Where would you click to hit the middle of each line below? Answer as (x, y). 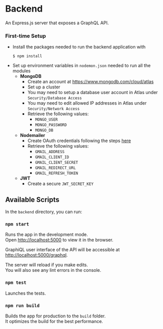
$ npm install (27, 56)
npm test (16, 283)
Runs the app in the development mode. (47, 234)
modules (22, 71)
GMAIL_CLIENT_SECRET (57, 163)
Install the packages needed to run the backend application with (79, 47)
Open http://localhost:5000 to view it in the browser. (59, 240)
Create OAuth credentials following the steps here (79, 141)
